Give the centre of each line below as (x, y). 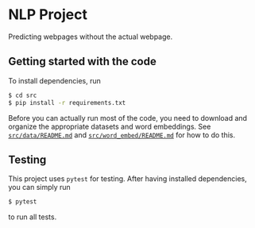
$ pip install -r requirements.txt (67, 102)
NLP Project (48, 15)
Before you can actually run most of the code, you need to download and (128, 118)
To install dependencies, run (55, 80)
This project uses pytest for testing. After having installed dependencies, (128, 179)
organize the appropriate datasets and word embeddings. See (110, 126)
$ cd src (23, 95)
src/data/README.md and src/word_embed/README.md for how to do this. (122, 135)
